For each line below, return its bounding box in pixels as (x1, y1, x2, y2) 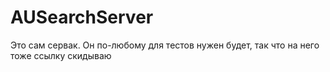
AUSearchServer (10, 6, 154, 29)
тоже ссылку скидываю (10, 49, 112, 61)
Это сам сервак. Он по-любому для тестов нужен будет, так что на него (10, 39, 320, 51)
